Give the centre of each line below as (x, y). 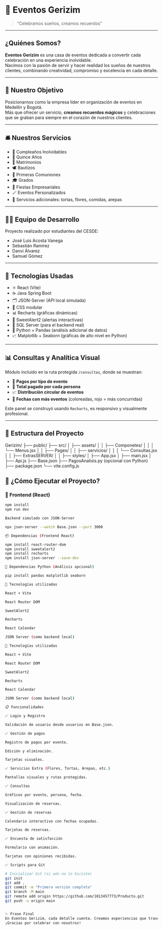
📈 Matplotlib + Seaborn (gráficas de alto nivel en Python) (70, 336)
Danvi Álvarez (26, 251)
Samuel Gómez (27, 256)
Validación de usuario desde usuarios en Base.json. (59, 724)
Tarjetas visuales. (25, 760)
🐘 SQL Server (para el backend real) (48, 325)
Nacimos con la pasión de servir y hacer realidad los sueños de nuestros (78, 65)
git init (14, 878)
